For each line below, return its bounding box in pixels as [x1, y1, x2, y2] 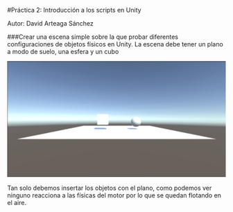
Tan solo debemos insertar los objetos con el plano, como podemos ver [7, 184, 212, 192]
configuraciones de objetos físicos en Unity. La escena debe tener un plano [7, 40, 223, 48]
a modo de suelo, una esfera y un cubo [7, 48, 119, 55]
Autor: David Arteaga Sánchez [7, 19, 94, 27]
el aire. [7, 198, 26, 206]
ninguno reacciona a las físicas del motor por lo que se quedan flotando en [7, 191, 222, 200]
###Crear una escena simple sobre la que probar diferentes [7, 33, 179, 41]
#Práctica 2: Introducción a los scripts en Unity [7, 6, 141, 14]
